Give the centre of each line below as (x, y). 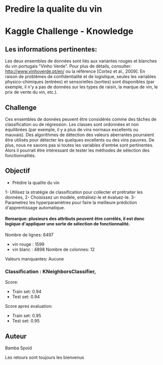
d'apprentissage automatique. (35, 207)
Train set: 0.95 (27, 316)
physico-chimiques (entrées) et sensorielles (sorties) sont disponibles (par (80, 82)
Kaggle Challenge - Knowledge (69, 31)
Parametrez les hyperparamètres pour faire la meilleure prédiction (71, 202)
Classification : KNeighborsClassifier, (51, 271)
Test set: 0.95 (26, 321)
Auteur (16, 336)
